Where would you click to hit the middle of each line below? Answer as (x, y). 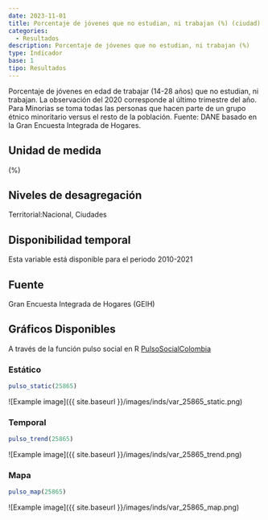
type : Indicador (35, 53)
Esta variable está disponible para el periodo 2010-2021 (101, 259)
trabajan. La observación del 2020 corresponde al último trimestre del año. (133, 99)
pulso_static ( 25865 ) (43, 386)
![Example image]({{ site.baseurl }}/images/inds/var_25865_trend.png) (125, 455)
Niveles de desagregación (75, 195)
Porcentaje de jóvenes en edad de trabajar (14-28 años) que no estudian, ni (134, 91)
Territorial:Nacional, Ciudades (58, 215)
